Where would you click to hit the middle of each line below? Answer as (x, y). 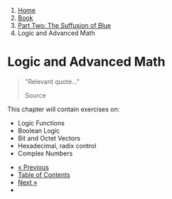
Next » (27, 182)
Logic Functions (41, 123)
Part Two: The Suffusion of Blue (64, 25)
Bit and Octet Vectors (49, 138)
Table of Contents (44, 175)
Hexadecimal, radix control (57, 146)
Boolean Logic (39, 131)
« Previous (33, 167)
